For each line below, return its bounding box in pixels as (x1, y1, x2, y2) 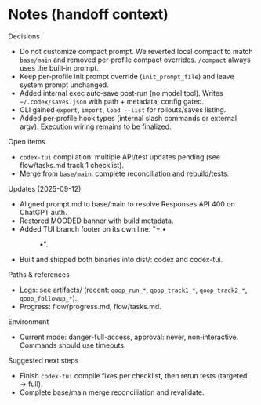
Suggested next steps (8, 356, 79, 365)
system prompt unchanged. (19, 80, 109, 89)
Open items (8, 137, 45, 146)
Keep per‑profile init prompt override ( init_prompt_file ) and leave (19, 71, 234, 81)
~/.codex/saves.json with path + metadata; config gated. (19, 97, 205, 106)
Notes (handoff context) (8, 5, 169, 24)
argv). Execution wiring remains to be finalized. (19, 122, 172, 131)
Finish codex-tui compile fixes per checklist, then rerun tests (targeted (19, 370, 248, 380)
